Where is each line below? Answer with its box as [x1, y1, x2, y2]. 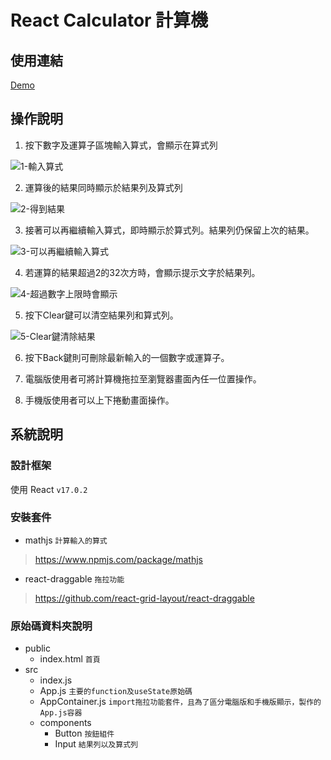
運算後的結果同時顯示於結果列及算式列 [24, 181, 183, 193]
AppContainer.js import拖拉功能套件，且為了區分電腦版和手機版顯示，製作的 [39, 696, 322, 708]
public [24, 642, 51, 655]
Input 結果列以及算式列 [54, 738, 138, 750]
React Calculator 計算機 [10, 9, 209, 32]
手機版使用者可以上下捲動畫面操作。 [24, 394, 175, 406]
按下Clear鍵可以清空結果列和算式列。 [24, 309, 179, 321]
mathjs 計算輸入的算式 [24, 534, 108, 546]
